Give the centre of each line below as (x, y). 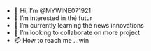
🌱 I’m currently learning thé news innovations (79, 25)
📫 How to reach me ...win (51, 40)
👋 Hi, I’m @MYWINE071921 (52, 11)
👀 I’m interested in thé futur (53, 18)
